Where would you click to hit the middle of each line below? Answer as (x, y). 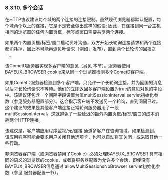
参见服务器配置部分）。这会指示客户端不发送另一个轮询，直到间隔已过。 (87, 101)
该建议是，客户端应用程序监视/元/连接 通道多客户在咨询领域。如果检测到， (82, 131)
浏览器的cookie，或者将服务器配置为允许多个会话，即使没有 (89, 160)
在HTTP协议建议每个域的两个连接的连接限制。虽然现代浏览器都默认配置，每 (83, 20)
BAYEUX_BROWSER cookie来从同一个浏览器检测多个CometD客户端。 (77, 72)
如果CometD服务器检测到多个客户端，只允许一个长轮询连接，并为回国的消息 (84, 83)
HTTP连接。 (31, 120)
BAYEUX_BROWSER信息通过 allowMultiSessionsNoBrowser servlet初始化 (81, 166)
